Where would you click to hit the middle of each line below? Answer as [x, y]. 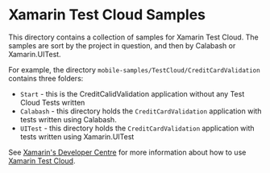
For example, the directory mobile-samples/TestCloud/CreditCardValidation [134, 69]
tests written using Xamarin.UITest [77, 136]
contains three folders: [46, 78]
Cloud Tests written [52, 102]
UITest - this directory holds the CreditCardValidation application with [137, 128]
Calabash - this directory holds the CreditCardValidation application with [141, 111]
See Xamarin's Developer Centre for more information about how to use [127, 152]
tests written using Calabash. [68, 119]
